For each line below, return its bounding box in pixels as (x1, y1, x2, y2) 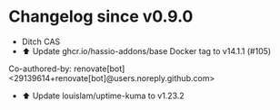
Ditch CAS (21, 36, 61, 47)
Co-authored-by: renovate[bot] (8, 63, 125, 74)
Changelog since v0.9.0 (8, 6, 194, 27)
